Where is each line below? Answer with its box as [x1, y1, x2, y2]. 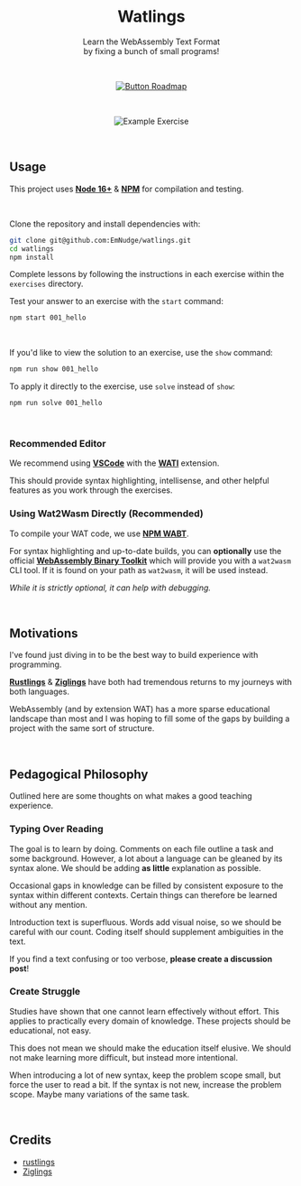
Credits [9, 1133, 52, 1148]
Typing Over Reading [9, 823, 104, 836]
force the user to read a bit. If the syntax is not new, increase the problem [9, 1079, 282, 1089]
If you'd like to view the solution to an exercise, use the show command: [9, 347, 273, 358]
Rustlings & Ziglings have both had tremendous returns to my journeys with [9, 677, 293, 688]
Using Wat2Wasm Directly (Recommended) [9, 507, 205, 520]
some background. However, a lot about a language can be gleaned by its [9, 853, 283, 864]
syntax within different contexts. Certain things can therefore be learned [9, 889, 278, 900]
